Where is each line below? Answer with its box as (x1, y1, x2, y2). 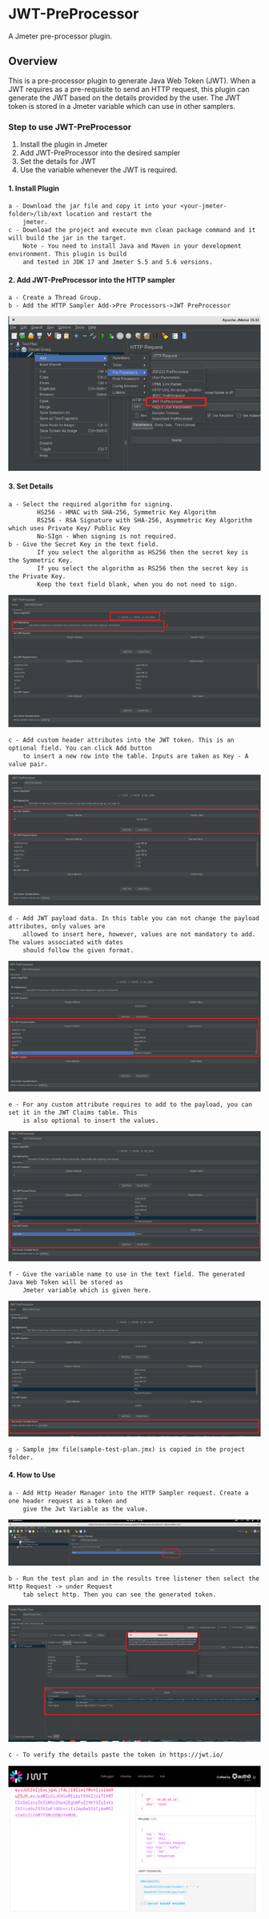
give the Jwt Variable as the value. (22, 1505, 149, 1513)
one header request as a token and (8, 1497, 127, 1505)
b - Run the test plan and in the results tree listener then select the (8, 1575, 260, 1583)
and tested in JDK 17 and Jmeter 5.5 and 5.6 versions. (22, 258, 214, 267)
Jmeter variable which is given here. (22, 1286, 152, 1294)
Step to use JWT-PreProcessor (8, 121, 132, 132)
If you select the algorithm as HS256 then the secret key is (37, 548, 249, 557)
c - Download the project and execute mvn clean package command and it (8, 226, 256, 235)
